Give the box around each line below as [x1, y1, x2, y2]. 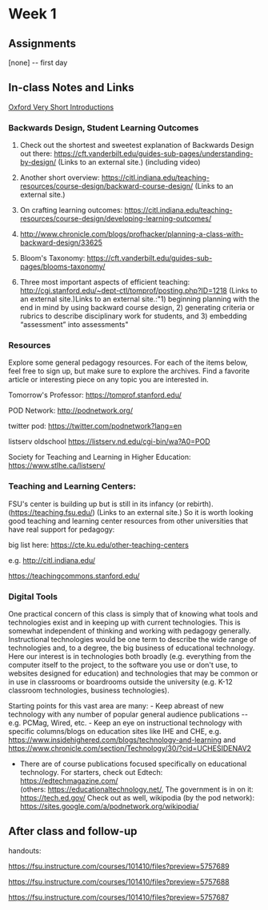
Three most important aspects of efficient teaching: [19, 277, 190, 287]
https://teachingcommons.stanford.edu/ [8, 571, 140, 581]
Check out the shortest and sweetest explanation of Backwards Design [19, 141, 254, 150]
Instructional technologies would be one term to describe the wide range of [8, 635, 258, 644]
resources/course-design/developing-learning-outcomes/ [19, 214, 212, 224]
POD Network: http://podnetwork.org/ [8, 405, 134, 416]
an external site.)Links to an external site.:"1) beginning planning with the [19, 294, 260, 304]
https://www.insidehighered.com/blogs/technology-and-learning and [8, 735, 236, 744]
